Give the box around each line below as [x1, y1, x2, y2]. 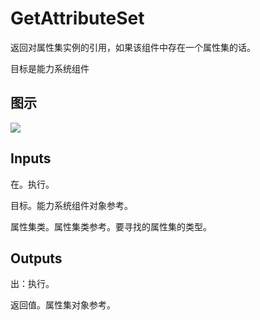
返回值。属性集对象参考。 [10, 299, 116, 311]
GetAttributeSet [10, 7, 145, 30]
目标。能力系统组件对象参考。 [10, 199, 133, 211]
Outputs [10, 250, 63, 267]
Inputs [10, 150, 52, 167]
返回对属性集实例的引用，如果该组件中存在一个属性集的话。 [10, 41, 256, 53]
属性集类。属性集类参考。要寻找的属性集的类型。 [10, 220, 212, 232]
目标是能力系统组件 [10, 62, 90, 74]
